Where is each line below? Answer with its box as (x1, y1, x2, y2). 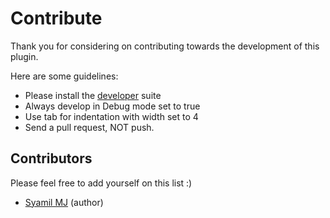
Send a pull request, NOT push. (24, 121, 155, 133)
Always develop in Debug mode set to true (24, 100, 201, 112)
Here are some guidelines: (10, 70, 119, 82)
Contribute (10, 7, 103, 30)
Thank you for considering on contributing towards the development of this (10, 40, 320, 52)
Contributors (10, 150, 93, 167)
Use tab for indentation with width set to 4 (24, 110, 199, 122)
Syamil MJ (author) (24, 196, 104, 208)
